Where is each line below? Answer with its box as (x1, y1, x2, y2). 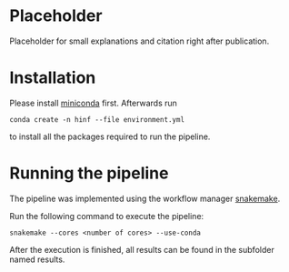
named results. (9, 254, 65, 265)
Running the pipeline (9, 163, 169, 184)
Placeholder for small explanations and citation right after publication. (9, 35, 270, 46)
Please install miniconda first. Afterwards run (9, 97, 177, 108)
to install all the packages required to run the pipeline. (9, 131, 211, 142)
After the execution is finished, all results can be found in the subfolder (9, 244, 274, 255)
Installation (9, 67, 96, 88)
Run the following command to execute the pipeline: (9, 210, 204, 221)
